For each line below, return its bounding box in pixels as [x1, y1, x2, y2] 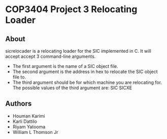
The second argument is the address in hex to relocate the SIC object [12, 68, 158, 75]
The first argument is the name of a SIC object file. [12, 63, 118, 69]
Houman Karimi [12, 113, 45, 119]
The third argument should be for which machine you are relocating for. [12, 80, 162, 85]
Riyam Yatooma [12, 123, 46, 130]
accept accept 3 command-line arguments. [5, 53, 96, 59]
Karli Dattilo [12, 118, 37, 124]
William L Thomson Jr [12, 129, 58, 135]
